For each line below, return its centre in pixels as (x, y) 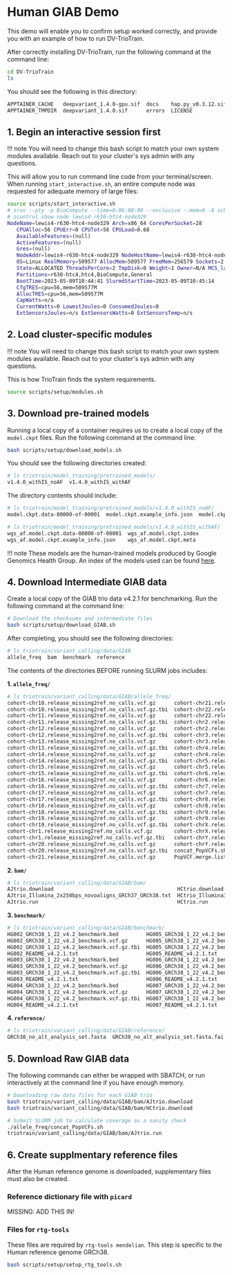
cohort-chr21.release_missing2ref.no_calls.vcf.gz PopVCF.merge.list (117, 857)
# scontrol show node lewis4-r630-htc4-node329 (77, 217)
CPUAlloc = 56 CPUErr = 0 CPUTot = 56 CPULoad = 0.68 (83, 230)
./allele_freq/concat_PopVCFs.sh (55, 1127)
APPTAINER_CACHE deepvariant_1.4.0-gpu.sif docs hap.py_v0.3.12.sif (117, 104)
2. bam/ (17, 870)
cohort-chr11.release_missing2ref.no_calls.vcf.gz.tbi (88, 722)
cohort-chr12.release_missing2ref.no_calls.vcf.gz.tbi (88, 735)
